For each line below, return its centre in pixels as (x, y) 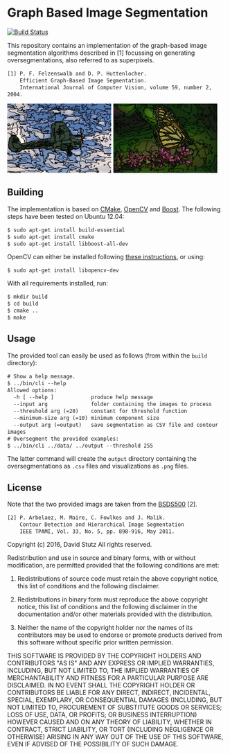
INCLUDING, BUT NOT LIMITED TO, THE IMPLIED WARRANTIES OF (103, 671)
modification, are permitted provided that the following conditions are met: (113, 565)
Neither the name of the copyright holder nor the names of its (105, 628)
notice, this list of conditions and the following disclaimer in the (107, 607)
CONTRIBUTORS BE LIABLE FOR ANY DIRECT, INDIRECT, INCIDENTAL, (109, 693)
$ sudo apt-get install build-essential (67, 230)
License (25, 488)
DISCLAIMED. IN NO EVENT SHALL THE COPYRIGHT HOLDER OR (101, 685)
